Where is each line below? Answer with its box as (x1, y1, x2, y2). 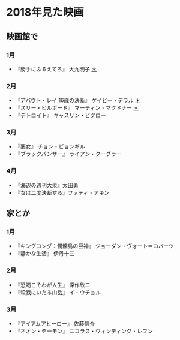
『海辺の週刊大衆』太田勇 (14, 181, 79, 189)
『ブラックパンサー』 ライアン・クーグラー (14, 151, 122, 158)
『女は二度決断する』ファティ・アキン (14, 189, 110, 196)
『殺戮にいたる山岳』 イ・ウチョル (14, 288, 101, 296)
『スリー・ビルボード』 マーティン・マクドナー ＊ (14, 104, 139, 112)
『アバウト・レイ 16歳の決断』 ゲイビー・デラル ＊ (14, 97, 141, 104)
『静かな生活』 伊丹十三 (14, 250, 75, 257)
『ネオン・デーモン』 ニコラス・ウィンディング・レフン (14, 327, 153, 335)
